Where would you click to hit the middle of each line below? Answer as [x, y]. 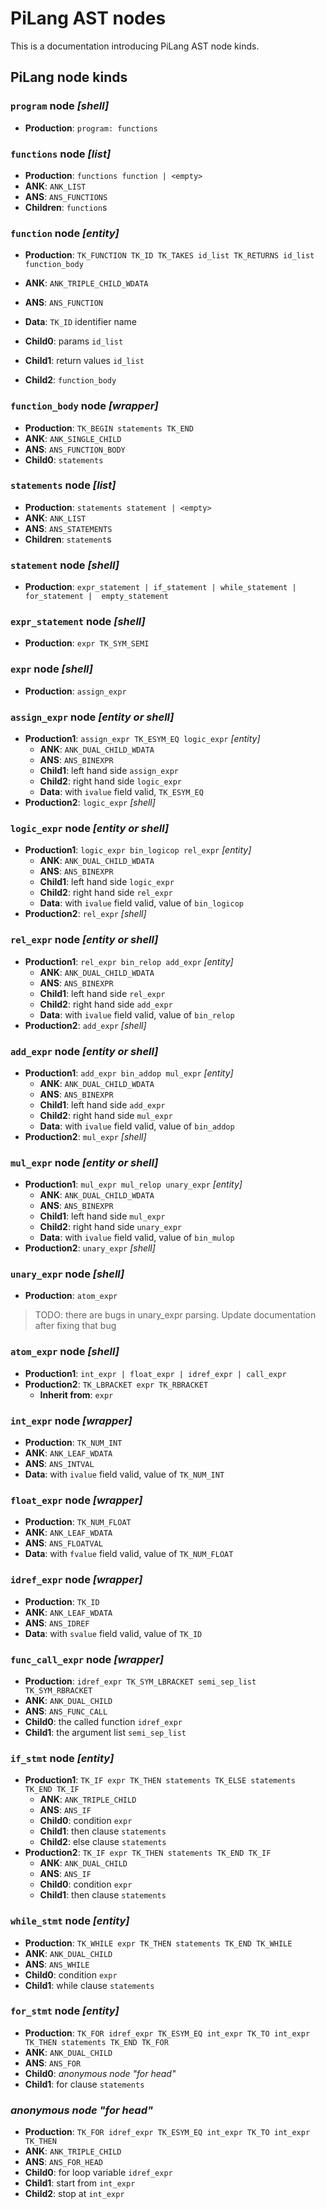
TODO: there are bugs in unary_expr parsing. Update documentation [175, 1315]
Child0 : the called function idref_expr [103, 1721]
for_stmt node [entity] [65, 2011]
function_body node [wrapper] [84, 406]
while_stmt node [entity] [70, 1921]
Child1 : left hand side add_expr [102, 1104]
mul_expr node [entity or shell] [84, 1162]
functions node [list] [61, 154]
